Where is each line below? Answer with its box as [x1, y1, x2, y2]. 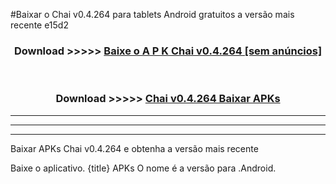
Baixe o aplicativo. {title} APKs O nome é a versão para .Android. [10, 162, 277, 174]
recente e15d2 [10, 19, 69, 31]
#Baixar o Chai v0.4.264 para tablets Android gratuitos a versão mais [10, 9, 295, 20]
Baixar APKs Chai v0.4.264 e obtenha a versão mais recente [10, 142, 259, 154]
